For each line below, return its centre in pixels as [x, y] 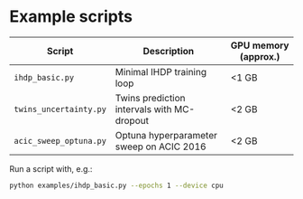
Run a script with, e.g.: [51, 168]
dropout [132, 120]
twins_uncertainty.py [60, 109]
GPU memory [260, 45]
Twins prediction [151, 98]
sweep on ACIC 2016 [161, 147]
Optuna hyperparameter [166, 135]
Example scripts [71, 17]
